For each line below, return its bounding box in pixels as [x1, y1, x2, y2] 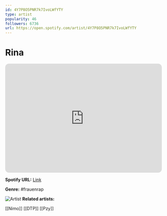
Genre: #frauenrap [5, 186, 44, 192]
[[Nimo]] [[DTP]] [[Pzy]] [5, 206, 54, 212]
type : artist [5, 12, 32, 17]
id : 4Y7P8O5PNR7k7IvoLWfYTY [5, 7, 64, 12]
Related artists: [22, 196, 55, 202]
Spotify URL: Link [5, 177, 42, 183]
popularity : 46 [5, 16, 37, 21]
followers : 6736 [5, 21, 39, 26]
